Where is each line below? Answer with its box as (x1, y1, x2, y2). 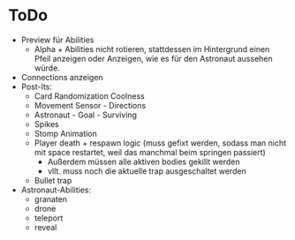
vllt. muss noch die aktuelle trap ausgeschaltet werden (47, 165, 246, 176)
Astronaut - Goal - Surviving (34, 109, 138, 120)
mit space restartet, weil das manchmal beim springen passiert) (34, 146, 266, 157)
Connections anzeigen (20, 71, 103, 82)
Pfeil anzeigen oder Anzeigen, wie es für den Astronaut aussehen (34, 53, 273, 64)
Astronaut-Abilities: (20, 184, 92, 195)
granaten (34, 193, 68, 204)
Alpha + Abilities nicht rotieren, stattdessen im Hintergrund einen (34, 43, 270, 54)
